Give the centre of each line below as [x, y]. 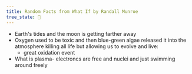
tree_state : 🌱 [24, 17]
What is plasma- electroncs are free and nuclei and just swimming [95, 59]
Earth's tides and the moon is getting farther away [75, 33]
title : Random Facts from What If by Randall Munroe [72, 11]
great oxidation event [49, 52]
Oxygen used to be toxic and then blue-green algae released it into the [100, 40]
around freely [31, 65]
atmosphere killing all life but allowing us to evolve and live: [87, 46]
